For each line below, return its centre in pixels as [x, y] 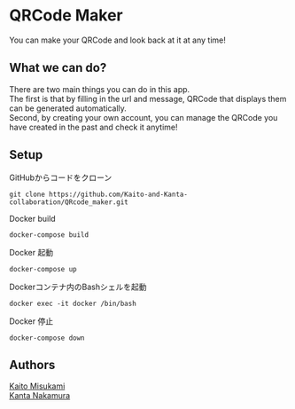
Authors [32, 365]
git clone [27, 194]
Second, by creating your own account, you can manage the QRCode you [144, 117]
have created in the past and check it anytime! [94, 127]
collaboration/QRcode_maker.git [69, 202]
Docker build [32, 218]
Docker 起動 [31, 252]
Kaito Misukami [37, 386]
